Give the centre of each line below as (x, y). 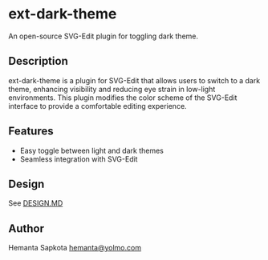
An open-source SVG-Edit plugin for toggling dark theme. (104, 36)
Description (38, 61)
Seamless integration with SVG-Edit (79, 159)
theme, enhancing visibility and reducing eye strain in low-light (112, 89)
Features (31, 132)
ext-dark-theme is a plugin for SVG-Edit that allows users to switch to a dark (134, 80)
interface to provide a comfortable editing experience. (97, 106)
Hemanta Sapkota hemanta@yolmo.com (75, 248)
